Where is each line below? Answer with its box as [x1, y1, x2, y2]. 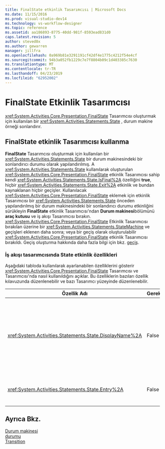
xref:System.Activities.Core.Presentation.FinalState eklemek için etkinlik [5, 192, 151, 198]
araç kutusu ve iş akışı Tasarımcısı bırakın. [5, 213, 91, 219]
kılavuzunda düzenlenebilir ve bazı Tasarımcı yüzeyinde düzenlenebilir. [5, 278, 149, 284]
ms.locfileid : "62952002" [5, 76, 58, 80]
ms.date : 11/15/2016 [5, 12, 48, 17]
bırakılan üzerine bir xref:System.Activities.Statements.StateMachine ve [5, 224, 150, 230]
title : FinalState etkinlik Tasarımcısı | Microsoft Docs [5, 7, 126, 12]
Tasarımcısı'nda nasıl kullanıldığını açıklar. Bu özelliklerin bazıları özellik [5, 273, 149, 279]
